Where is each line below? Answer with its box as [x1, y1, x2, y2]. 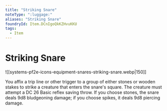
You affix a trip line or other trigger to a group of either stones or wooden [5, 78, 155, 84]
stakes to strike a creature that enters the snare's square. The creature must [5, 84, 162, 90]
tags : [5, 26, 16, 31]
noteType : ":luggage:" [5, 12, 52, 17]
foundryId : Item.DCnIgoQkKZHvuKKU [5, 21, 77, 27]
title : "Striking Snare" [5, 7, 57, 13]
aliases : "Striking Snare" [5, 17, 61, 22]
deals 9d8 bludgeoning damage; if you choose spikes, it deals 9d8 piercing [5, 94, 160, 100]
